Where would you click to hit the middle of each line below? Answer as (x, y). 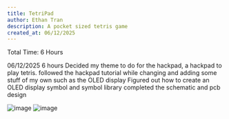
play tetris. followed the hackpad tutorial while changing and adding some (112, 73)
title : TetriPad (30, 13)
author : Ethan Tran (35, 20)
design (17, 95)
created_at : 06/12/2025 (41, 33)
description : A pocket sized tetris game (68, 26)
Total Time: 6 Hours (35, 52)
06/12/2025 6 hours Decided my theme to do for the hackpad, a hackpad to (114, 65)
